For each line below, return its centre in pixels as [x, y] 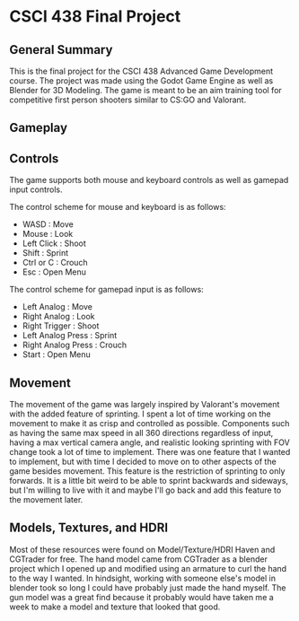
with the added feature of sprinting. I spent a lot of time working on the [140, 414]
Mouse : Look [48, 234]
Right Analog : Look [59, 317]
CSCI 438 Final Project [95, 17]
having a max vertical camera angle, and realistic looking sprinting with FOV [149, 442]
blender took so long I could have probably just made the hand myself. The [148, 587]
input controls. [36, 189]
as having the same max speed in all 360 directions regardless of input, [141, 433]
